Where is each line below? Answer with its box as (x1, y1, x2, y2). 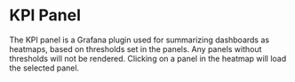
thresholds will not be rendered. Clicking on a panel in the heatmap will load (9, 53, 287, 63)
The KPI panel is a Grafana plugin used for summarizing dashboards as (9, 34, 269, 45)
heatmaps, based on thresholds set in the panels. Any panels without (9, 43, 262, 54)
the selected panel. (9, 63, 80, 73)
